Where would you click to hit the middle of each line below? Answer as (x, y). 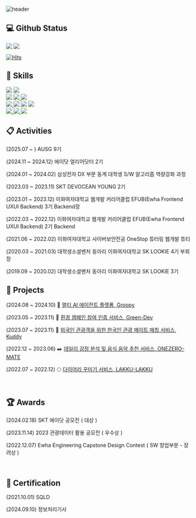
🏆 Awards (26, 402)
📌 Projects (25, 290)
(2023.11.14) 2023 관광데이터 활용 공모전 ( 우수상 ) (64, 433)
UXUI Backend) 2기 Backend (41, 226)
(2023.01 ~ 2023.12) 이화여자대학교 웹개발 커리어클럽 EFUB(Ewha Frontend (95, 199)
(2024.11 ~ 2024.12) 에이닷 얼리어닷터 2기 (55, 161)
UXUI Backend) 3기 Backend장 (43, 206)
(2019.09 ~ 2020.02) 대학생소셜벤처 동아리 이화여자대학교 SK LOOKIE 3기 (92, 271)
